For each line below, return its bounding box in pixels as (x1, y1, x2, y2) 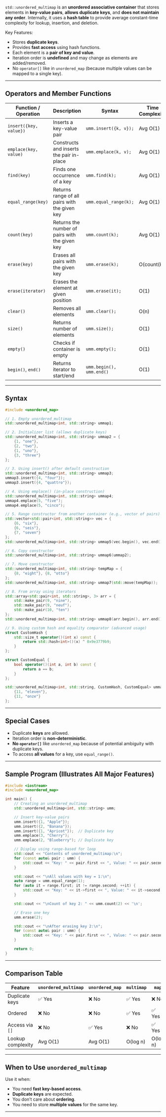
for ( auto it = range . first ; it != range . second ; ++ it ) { (14, 883, 136, 888)
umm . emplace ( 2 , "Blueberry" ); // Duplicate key (14, 838, 114, 843)
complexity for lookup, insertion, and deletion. (5, 20, 99, 26)
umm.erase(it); (85, 288, 122, 294)
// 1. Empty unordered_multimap (5, 416, 72, 421)
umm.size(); (85, 326, 114, 331)
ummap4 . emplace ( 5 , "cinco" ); (5, 503, 65, 508)
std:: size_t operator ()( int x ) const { (14, 635, 96, 640)
